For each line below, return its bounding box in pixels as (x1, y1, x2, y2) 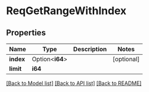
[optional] (112, 55, 140, 63)
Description (73, 45, 108, 53)
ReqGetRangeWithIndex (6, 4, 127, 18)
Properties (6, 28, 46, 38)
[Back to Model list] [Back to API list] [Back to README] (6, 80, 142, 87)
